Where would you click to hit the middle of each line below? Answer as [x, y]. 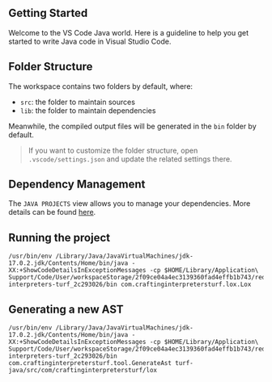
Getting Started [48, 13]
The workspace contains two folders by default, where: [100, 86]
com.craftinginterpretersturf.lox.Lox [186, 285]
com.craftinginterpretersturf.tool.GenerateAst [90, 363]
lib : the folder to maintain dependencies [88, 110]
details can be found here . [52, 212]
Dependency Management [77, 185]
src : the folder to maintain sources [78, 102]
